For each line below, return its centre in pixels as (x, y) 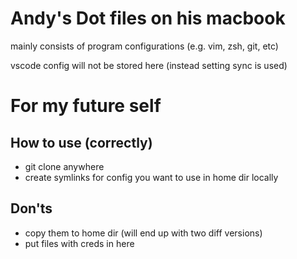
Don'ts (31, 208)
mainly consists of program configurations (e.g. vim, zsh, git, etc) (144, 46)
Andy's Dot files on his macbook (148, 18)
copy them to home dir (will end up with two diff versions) (143, 233)
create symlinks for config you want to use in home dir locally (151, 177)
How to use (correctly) (81, 142)
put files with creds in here (79, 243)
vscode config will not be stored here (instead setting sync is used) (149, 65)
